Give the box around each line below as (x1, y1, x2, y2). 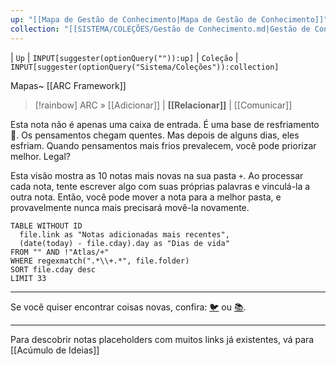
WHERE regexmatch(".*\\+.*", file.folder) (10, 256, 190, 266)
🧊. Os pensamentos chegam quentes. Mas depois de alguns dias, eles (10, 129, 300, 141)
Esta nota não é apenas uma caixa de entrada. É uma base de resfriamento (10, 118, 320, 130)
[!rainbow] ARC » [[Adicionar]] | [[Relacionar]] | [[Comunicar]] (34, 99, 293, 111)
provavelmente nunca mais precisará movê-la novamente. (10, 201, 250, 213)
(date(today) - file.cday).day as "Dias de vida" (19, 238, 230, 248)
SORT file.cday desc (10, 264, 97, 275)
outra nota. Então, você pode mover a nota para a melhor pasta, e (10, 191, 282, 203)
